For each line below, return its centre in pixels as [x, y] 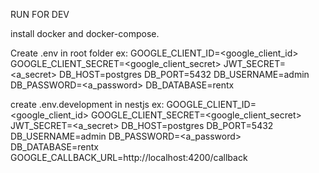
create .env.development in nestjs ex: [87, 104]
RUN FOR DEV [40, 14]
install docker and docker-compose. [85, 33]
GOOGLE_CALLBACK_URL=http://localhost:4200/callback [129, 157]
